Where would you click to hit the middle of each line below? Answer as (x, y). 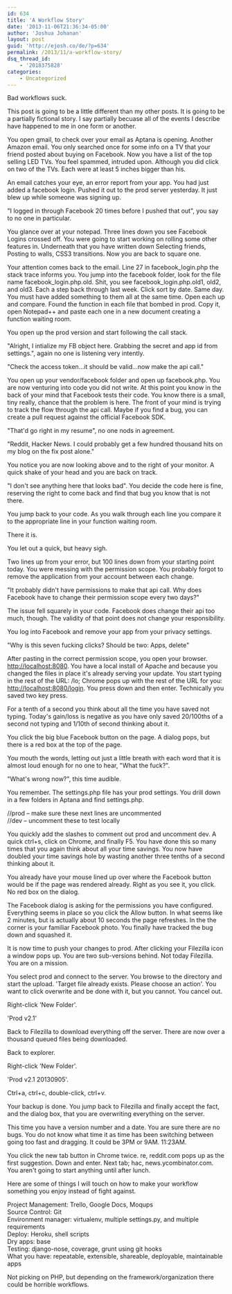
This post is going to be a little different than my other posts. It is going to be (116, 111)
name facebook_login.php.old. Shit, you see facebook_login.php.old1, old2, (114, 282)
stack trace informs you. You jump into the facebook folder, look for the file (114, 275)
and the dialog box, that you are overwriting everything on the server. (106, 1114)
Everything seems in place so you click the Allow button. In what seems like (115, 913)
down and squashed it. (40, 935)
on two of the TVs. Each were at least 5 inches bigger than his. (96, 169)
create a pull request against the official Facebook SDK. (87, 417)
